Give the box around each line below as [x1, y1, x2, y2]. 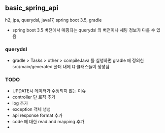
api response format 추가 [12, 112, 63, 118]
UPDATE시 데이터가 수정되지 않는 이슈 [12, 88, 86, 94]
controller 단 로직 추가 [12, 94, 56, 100]
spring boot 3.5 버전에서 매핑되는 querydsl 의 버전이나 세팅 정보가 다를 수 [12, 27, 156, 33]
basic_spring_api [5, 4, 59, 12]
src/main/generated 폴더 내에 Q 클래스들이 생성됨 [12, 64, 110, 70]
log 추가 [12, 100, 28, 106]
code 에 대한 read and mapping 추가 [12, 119, 85, 125]
